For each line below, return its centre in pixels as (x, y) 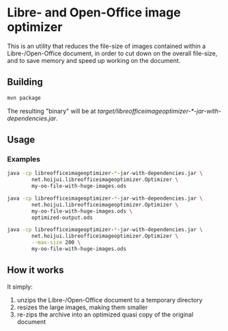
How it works (35, 270)
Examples (24, 159)
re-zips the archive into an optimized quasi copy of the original (105, 314)
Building (25, 82)
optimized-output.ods (62, 217)
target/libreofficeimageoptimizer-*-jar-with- (159, 111)
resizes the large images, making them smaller (82, 307)
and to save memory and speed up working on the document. (94, 60)
